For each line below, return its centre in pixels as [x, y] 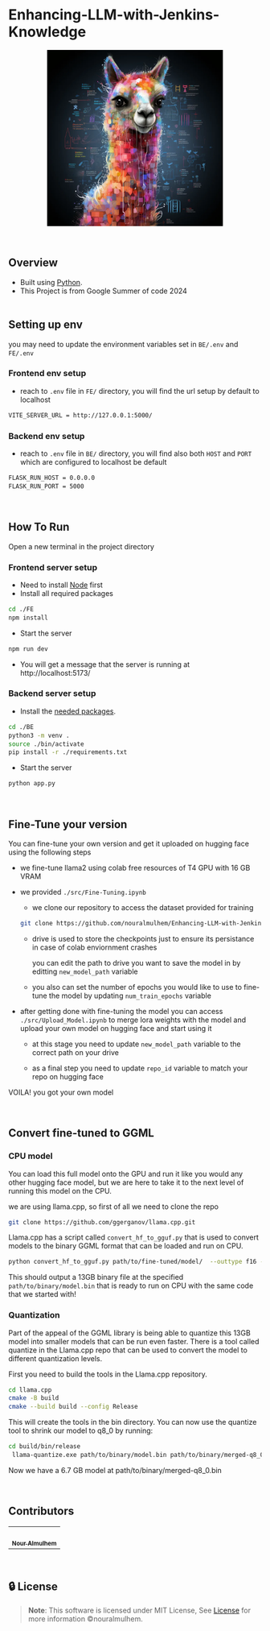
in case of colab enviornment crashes [94, 947]
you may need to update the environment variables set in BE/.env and [123, 344]
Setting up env [45, 325]
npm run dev [28, 649]
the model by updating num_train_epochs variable [130, 996]
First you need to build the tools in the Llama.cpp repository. [108, 1374]
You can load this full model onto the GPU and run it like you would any [126, 1174]
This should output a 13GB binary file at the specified [96, 1277]
